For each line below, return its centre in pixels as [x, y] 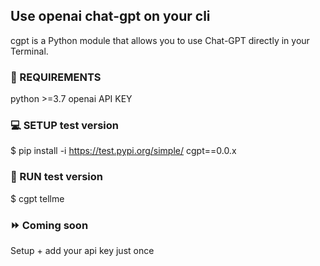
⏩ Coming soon [49, 225]
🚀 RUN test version [57, 177]
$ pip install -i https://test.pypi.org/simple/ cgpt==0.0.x [123, 151]
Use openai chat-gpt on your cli [110, 16]
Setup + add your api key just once [82, 250]
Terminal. [29, 51]
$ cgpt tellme [37, 198]
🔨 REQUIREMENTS [56, 77]
